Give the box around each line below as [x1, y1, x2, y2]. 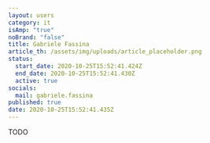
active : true [15, 77, 58, 84]
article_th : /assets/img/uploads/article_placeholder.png [8, 48, 202, 55]
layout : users [8, 11, 55, 20]
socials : [8, 84, 37, 92]
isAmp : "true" [8, 26, 55, 34]
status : [8, 55, 34, 63]
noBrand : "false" [8, 33, 65, 41]
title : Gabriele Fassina [8, 41, 90, 48]
